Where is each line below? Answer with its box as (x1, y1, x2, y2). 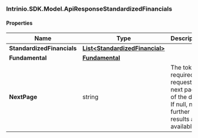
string (82, 93, 99, 101)
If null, (170, 100, 188, 109)
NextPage (9, 93, 37, 101)
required (170, 71, 194, 79)
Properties (6, 19, 33, 27)
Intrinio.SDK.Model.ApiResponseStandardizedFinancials (6, 5, 173, 13)
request (170, 78, 192, 87)
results (170, 115, 190, 123)
